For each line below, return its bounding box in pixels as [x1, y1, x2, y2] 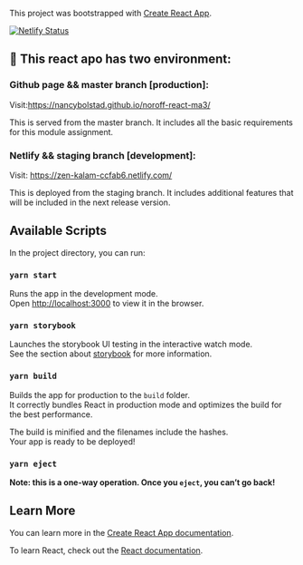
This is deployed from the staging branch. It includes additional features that [9, 187, 294, 198]
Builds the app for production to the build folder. [9, 389, 191, 400]
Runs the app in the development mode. [9, 288, 158, 299]
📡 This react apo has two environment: [9, 52, 232, 67]
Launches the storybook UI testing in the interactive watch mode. [9, 339, 253, 350]
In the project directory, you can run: [9, 247, 146, 258]
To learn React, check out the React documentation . [9, 544, 204, 556]
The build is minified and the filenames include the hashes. [9, 426, 229, 437]
